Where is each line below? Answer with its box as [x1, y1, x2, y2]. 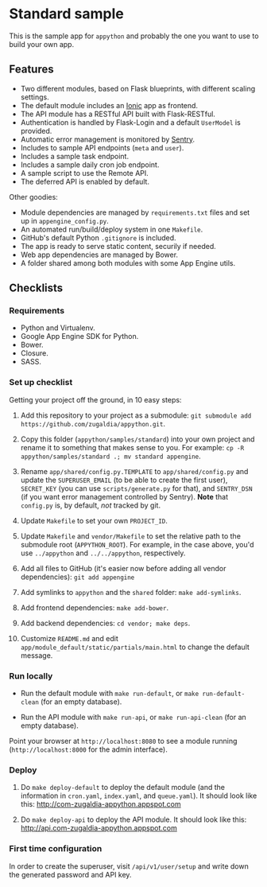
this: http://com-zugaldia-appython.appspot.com [20, 799, 181, 809]
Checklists [9, 282, 64, 295]
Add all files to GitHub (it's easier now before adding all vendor [20, 563, 226, 573]
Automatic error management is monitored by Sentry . [20, 134, 195, 144]
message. [20, 650, 53, 660]
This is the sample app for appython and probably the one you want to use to [9, 31, 259, 41]
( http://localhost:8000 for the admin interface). [9, 745, 168, 754]
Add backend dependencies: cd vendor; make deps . [20, 618, 191, 628]
